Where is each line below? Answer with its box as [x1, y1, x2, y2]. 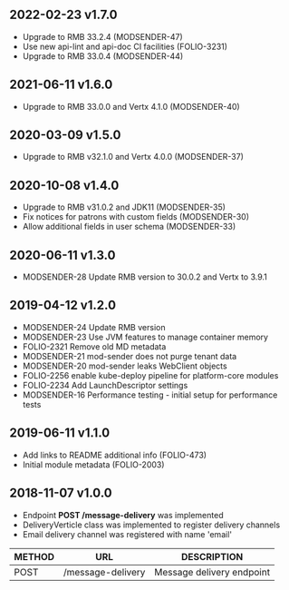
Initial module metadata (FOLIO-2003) [22, 458, 165, 470]
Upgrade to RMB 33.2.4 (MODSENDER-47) [22, 31, 183, 42]
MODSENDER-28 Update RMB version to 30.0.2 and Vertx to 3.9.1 [22, 271, 267, 282]
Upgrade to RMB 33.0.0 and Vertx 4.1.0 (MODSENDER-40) [22, 101, 240, 112]
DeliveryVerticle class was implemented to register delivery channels [22, 519, 281, 530]
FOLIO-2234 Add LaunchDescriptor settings [22, 379, 188, 390]
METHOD [14, 550, 55, 563]
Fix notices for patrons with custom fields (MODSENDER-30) [22, 211, 249, 222]
